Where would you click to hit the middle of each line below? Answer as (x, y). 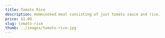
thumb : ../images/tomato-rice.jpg (41, 28)
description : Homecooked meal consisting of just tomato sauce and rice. (83, 14)
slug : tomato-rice (24, 23)
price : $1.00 (19, 19)
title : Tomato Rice (25, 10)
